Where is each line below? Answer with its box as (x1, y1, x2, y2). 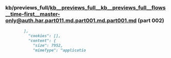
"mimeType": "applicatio (32, 48, 86, 53)
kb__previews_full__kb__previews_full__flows (49, 4, 166, 11)
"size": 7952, (32, 43, 63, 48)
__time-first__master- (5, 10, 61, 17)
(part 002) (138, 17, 164, 24)
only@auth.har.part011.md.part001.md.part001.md (5, 17, 137, 24)
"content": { (28, 38, 56, 44)
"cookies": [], (28, 33, 61, 38)
